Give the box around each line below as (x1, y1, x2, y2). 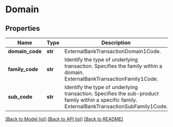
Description (101, 39, 131, 46)
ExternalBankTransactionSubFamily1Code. (64, 103, 168, 110)
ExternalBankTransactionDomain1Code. (64, 48, 161, 55)
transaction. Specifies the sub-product (64, 90, 159, 97)
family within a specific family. (64, 96, 137, 103)
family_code (8, 66, 39, 73)
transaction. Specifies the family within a (64, 62, 163, 70)
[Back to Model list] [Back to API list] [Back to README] (5, 116, 124, 122)
